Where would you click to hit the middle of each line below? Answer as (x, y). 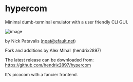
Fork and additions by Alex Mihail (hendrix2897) (53, 50)
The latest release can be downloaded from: (49, 60)
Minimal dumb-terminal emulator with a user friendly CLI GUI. (66, 22)
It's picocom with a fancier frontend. (41, 74)
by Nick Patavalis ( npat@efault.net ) (41, 41)
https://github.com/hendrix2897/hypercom (48, 65)
